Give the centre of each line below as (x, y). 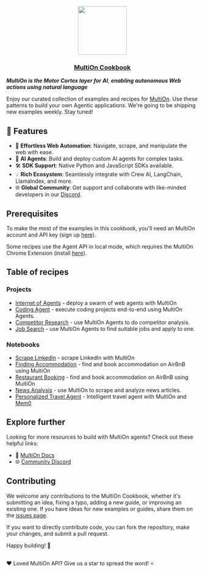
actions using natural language (47, 87)
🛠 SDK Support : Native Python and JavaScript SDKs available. (94, 166)
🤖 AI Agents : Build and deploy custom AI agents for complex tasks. (99, 159)
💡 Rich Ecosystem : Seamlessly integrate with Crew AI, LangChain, (99, 174)
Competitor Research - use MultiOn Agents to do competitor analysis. (102, 322)
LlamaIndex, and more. (44, 181)
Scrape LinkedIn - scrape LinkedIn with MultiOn (75, 358)
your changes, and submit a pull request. (58, 534)
